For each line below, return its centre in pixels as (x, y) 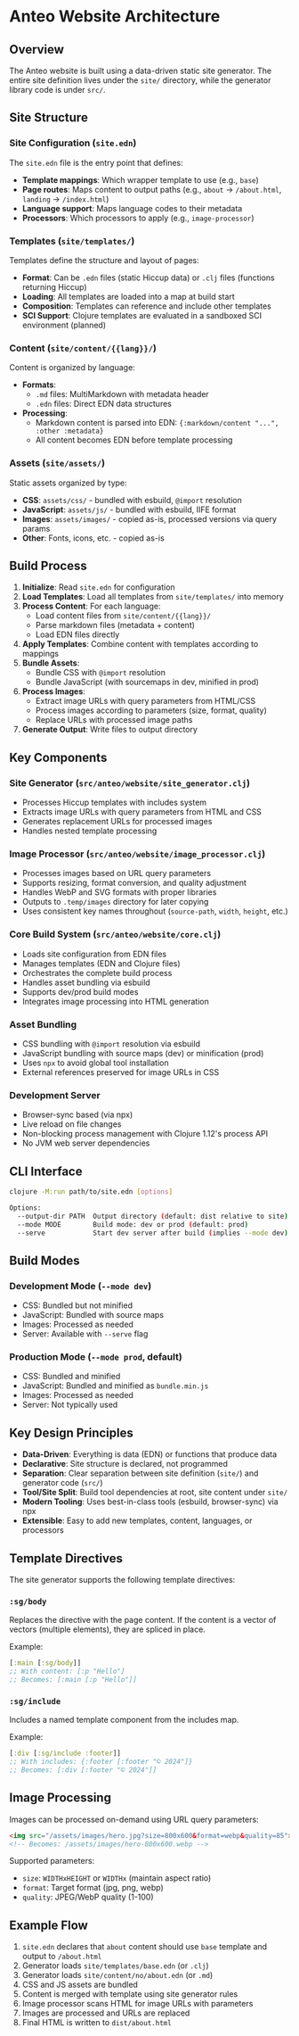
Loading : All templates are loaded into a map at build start (129, 296)
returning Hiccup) (54, 286)
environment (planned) (64, 325)
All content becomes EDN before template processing (134, 440)
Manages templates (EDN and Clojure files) (101, 963)
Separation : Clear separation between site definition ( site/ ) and (140, 1473)
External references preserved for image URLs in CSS (121, 1072)
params (36, 528)
